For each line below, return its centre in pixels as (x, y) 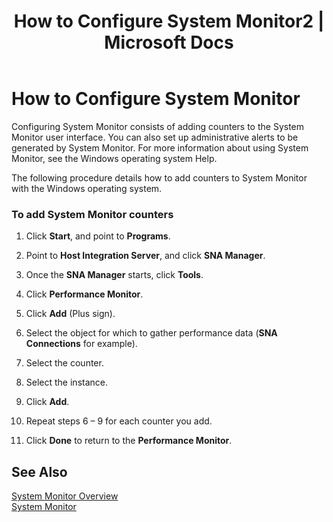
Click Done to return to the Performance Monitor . (129, 441)
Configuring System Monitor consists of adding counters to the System (158, 126)
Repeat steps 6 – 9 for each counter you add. (119, 421)
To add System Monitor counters (92, 214)
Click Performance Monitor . (84, 294)
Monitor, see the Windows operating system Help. (114, 158)
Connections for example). (81, 344)
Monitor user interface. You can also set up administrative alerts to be (155, 137)
